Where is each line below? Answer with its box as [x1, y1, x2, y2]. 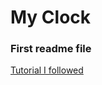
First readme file [10, 42, 92, 56]
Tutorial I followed [10, 64, 84, 76]
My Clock [10, 6, 92, 29]
